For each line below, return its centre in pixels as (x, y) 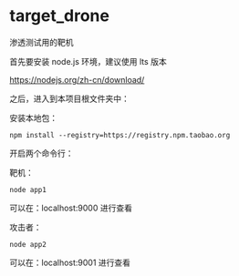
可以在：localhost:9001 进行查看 (70, 262)
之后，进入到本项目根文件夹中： (69, 98)
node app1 (28, 189)
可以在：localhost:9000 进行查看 (71, 208)
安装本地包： (33, 118)
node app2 (28, 244)
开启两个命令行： (42, 153)
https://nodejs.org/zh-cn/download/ (77, 79)
